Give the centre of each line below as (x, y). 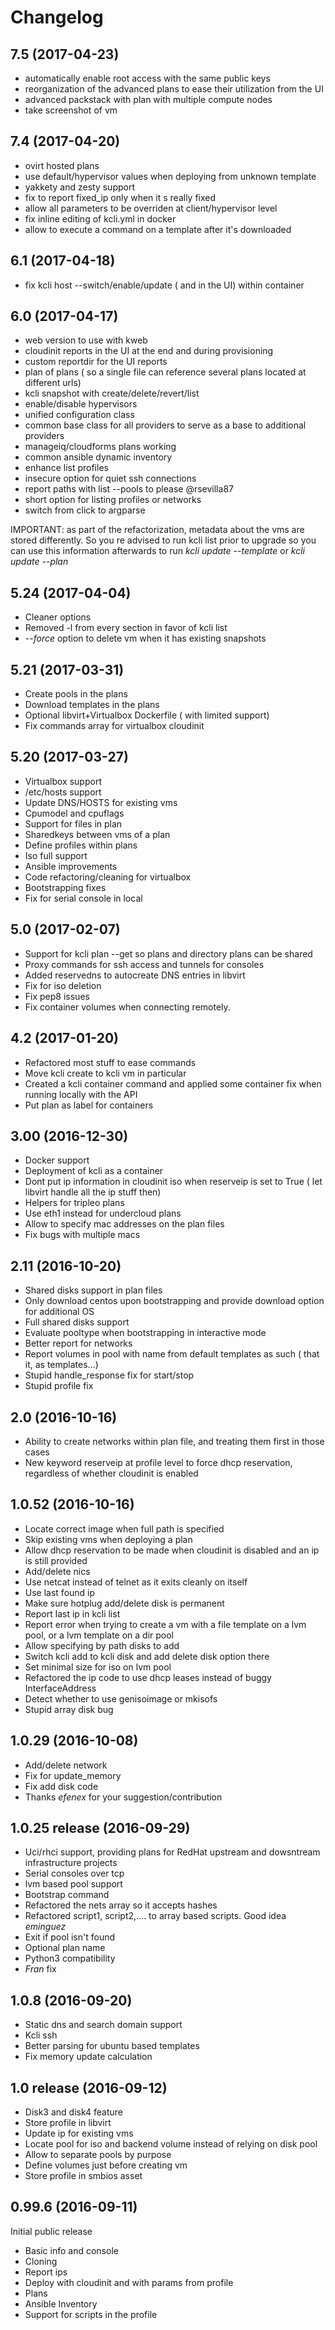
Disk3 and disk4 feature (73, 2112)
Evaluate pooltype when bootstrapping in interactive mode (145, 1333)
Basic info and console (71, 2250)
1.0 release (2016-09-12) (89, 2087)
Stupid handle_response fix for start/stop (109, 1375)
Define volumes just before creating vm (106, 2165)
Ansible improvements (71, 866)
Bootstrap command (67, 1895)
